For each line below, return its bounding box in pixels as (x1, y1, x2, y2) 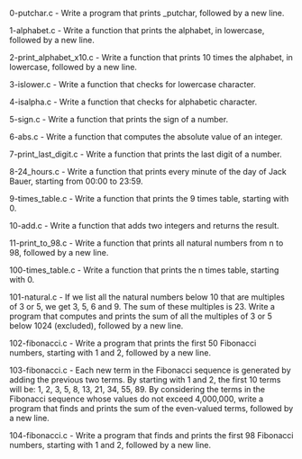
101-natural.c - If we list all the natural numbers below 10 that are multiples (9, 292, 286, 302)
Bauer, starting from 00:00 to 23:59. (9, 175, 143, 186)
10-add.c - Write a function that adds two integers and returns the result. (9, 220, 279, 230)
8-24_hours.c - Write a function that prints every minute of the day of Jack (9, 166, 287, 176)
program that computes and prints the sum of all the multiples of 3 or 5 (9, 310, 273, 321)
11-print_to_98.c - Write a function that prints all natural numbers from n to (9, 238, 284, 248)
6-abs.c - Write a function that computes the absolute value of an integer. (9, 131, 283, 142)
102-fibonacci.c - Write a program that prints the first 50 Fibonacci (9, 337, 257, 348)
